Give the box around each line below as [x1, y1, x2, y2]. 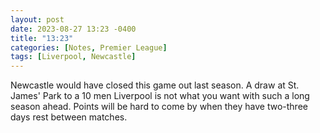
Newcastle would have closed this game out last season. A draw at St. [10, 79, 300, 91]
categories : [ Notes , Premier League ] [10, 42, 168, 53]
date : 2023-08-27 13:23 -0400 [10, 24, 137, 34]
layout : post [10, 14, 65, 25]
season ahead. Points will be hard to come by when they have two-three [10, 101, 308, 113]
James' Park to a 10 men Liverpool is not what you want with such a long [10, 90, 310, 102]
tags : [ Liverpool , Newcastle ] [10, 52, 137, 62]
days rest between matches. [10, 111, 128, 123]
